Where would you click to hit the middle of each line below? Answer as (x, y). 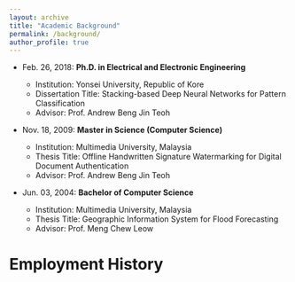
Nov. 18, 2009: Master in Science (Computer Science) (122, 130)
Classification (60, 104)
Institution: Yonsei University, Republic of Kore (120, 84)
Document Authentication (82, 166)
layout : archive (39, 17)
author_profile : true (49, 42)
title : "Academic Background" (65, 26)
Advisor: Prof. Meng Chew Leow (94, 229)
